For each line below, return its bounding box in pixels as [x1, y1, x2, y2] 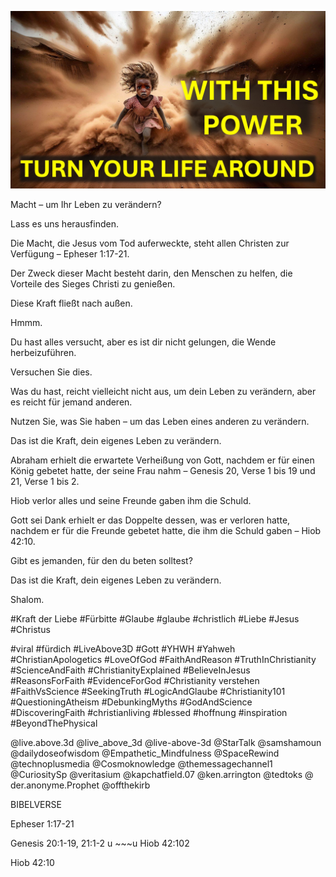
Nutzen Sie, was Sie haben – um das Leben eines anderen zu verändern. [10, 415, 310, 427]
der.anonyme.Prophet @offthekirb [10, 779, 151, 791]
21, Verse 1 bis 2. [10, 475, 80, 487]
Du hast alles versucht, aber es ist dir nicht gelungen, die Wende [10, 336, 277, 348]
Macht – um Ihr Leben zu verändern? [10, 198, 162, 210]
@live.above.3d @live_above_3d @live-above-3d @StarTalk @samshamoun [10, 736, 322, 748]
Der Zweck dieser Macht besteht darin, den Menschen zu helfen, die [10, 267, 293, 279]
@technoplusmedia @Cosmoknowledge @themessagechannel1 [10, 757, 273, 770]
